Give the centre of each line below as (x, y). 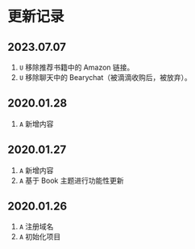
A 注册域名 (36, 226)
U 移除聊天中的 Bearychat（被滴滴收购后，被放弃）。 (105, 77)
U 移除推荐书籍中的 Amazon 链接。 (77, 67)
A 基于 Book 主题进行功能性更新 (71, 180)
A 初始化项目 (40, 237)
